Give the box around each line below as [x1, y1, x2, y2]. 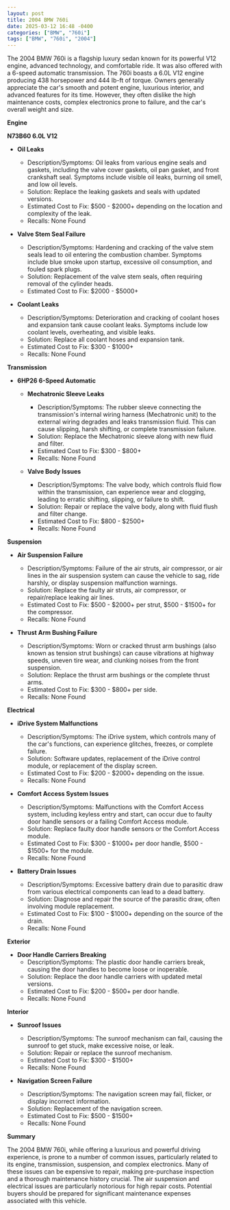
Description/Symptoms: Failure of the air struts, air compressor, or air [27, 564, 223, 572]
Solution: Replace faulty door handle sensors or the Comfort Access [27, 825, 220, 833]
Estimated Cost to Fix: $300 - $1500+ [27, 1056, 133, 1065]
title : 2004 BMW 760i [7, 16, 69, 23]
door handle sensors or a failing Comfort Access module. [27, 817, 189, 826]
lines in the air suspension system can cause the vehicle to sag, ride [27, 572, 220, 580]
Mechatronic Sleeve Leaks [27, 390, 105, 398]
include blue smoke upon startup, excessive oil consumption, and [27, 258, 212, 266]
